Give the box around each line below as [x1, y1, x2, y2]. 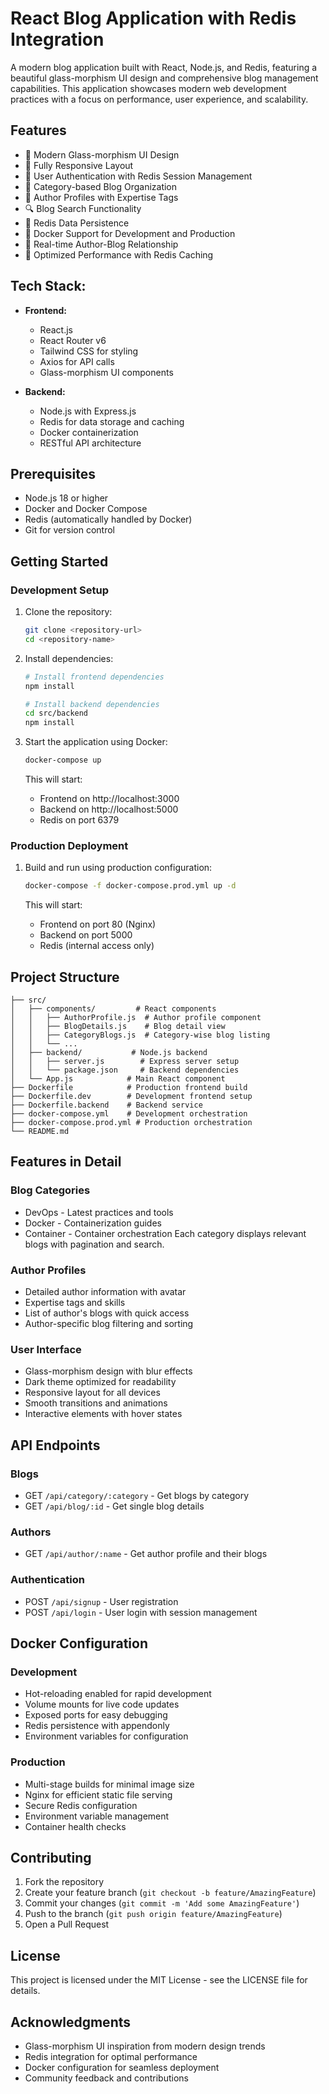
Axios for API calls [39, 355, 115, 367]
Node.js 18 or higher [24, 492, 109, 504]
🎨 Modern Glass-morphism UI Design [24, 148, 180, 161]
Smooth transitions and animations [24, 1397, 168, 1409]
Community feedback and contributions [24, 2072, 189, 2084]
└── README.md [10, 1127, 70, 1137]
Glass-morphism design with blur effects [24, 1365, 193, 1377]
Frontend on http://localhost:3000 [39, 793, 180, 805]
